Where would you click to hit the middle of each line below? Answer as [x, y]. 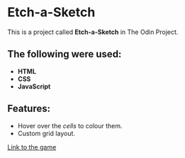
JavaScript [34, 86]
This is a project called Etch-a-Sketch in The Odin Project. [93, 32]
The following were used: [65, 54]
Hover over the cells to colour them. [70, 125]
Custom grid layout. [46, 133]
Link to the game [32, 147]
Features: [29, 109]
